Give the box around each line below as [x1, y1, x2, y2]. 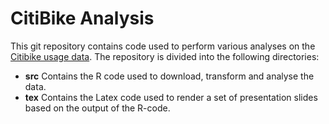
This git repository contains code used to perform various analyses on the [10, 40, 316, 52]
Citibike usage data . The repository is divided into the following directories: [10, 50, 320, 62]
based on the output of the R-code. [24, 102, 171, 114]
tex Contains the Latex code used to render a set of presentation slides [24, 91, 318, 103]
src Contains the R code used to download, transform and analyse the [24, 70, 315, 82]
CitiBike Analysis [10, 7, 155, 30]
